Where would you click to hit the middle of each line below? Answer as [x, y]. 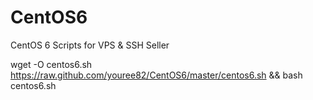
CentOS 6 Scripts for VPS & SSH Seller [90, 45]
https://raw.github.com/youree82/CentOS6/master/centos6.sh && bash [156, 75]
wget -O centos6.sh [51, 64]
